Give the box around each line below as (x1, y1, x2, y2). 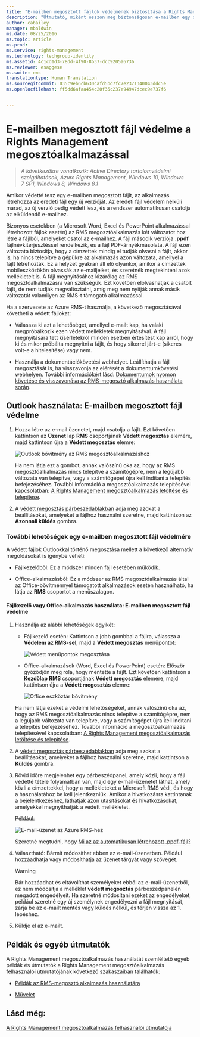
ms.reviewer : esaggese (6, 64, 62, 70)
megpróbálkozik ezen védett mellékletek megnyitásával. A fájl (14, 327, 167, 334)
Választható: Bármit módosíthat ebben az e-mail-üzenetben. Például (14, 850, 183, 857)
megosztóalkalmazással (6, 148, 129, 162)
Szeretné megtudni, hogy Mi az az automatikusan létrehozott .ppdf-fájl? (14, 838, 191, 845)
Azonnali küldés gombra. (14, 517, 78, 524)
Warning (14, 868, 36, 875)
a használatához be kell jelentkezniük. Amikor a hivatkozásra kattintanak (14, 791, 192, 798)
